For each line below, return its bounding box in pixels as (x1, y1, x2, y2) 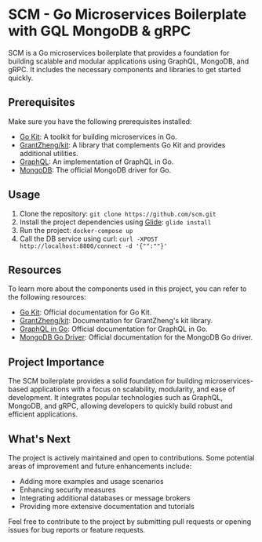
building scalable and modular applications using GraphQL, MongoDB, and (8, 56, 249, 66)
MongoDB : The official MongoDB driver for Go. (19, 165, 172, 174)
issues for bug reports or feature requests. (8, 526, 146, 534)
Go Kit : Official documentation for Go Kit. (19, 307, 152, 317)
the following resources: (8, 293, 86, 302)
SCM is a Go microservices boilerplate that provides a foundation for (8, 48, 230, 57)
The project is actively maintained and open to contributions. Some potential (8, 453, 255, 462)
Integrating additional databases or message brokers (19, 493, 191, 503)
